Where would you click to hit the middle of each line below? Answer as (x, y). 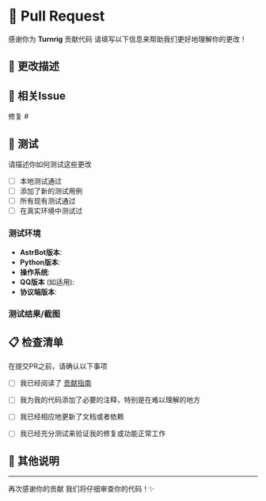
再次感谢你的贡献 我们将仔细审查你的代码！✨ (82, 489)
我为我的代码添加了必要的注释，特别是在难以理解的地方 (110, 400)
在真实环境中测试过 (51, 211)
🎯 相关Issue (37, 95)
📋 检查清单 (36, 342)
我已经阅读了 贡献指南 (55, 383)
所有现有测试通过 (47, 201)
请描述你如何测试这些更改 (50, 164)
